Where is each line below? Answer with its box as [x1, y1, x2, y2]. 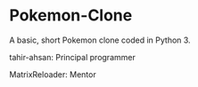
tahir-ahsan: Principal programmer [9, 51, 136, 62]
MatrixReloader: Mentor [9, 68, 96, 80]
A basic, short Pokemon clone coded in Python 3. [9, 35, 191, 45]
